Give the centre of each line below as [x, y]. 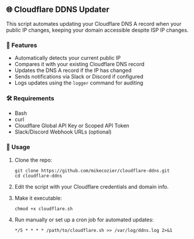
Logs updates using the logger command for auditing [79, 83]
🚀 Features [22, 45]
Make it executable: [38, 198]
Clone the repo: [33, 160]
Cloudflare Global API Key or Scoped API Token [72, 126]
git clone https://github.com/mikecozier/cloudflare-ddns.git [92, 170]
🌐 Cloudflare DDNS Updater [58, 10]
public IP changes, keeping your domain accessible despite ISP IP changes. [97, 30]
